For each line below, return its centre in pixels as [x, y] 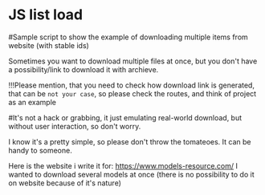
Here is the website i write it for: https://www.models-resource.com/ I [123, 165]
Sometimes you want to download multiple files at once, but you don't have [133, 61]
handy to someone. [40, 150]
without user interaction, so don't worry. [75, 126]
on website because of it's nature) [65, 183]
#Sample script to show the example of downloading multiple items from [128, 37]
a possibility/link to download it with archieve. [84, 69]
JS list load [46, 15]
